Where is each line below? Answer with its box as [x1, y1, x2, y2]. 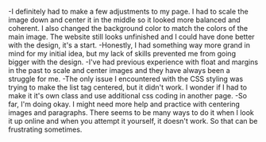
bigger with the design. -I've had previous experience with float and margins [8, 57, 259, 67]
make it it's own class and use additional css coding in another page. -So [8, 91, 248, 100]
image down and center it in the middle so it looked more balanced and [8, 15, 241, 25]
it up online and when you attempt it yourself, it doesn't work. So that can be [8, 117, 258, 125]
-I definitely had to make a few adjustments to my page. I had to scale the [8, 7, 249, 16]
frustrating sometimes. [8, 125, 83, 134]
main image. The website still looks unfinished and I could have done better [8, 32, 256, 41]
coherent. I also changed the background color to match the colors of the [8, 24, 249, 33]
